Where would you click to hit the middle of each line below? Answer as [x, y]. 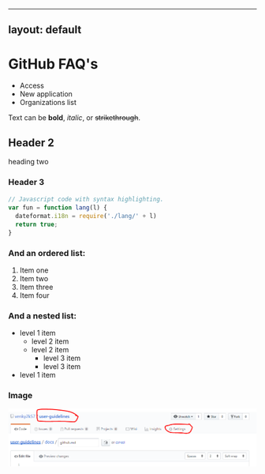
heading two [28, 162]
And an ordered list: [47, 253]
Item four [34, 295]
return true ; [37, 225]
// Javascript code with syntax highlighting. [86, 199]
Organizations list [48, 103]
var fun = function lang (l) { [58, 208]
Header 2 [32, 143]
